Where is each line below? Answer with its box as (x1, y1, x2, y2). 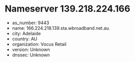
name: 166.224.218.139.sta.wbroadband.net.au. (12, 25, 111, 31)
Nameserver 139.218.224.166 (5, 3, 130, 15)
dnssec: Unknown (12, 51, 50, 58)
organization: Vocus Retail (12, 41, 67, 47)
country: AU (12, 36, 37, 42)
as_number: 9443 (12, 20, 50, 26)
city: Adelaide (12, 30, 41, 36)
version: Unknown (12, 46, 50, 52)
